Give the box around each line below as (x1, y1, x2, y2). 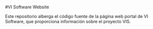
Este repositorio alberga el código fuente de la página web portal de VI (5, 14, 149, 19)
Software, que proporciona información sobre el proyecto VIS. (5, 19, 131, 24)
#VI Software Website (5, 4, 49, 10)
